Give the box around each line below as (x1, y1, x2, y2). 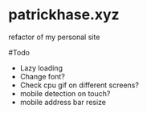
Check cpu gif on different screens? (19, 80, 139, 90)
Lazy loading (19, 63, 63, 73)
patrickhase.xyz (8, 6, 120, 24)
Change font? (19, 71, 66, 81)
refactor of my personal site (8, 32, 100, 42)
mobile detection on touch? (19, 88, 111, 98)
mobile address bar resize (19, 97, 107, 107)
